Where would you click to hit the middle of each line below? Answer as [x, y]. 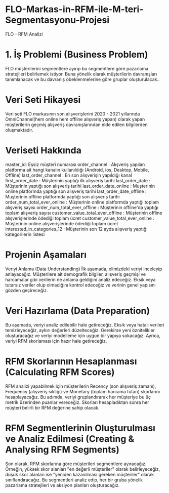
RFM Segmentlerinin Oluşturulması [80, 428]
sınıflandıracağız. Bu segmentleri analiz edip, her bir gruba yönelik [74, 480]
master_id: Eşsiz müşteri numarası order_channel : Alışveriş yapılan [75, 164]
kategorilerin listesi [25, 234]
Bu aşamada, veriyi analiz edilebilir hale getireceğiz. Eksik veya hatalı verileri [85, 324]
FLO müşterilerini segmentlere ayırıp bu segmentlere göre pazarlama [77, 68]
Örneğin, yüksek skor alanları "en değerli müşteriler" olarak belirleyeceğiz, [83, 469]
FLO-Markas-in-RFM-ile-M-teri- [74, 9]
